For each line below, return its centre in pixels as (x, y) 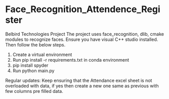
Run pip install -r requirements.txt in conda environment (71, 60)
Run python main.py (33, 70)
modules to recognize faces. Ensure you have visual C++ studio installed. (82, 39)
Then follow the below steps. (35, 44)
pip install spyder (30, 65)
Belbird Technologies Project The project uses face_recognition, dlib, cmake (85, 34)
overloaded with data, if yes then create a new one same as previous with (82, 86)
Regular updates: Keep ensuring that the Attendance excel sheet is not (79, 80)
